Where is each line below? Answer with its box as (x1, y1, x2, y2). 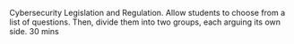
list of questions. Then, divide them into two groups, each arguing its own (9, 17, 281, 27)
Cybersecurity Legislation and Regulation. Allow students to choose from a (9, 8, 286, 18)
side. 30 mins (9, 26, 60, 36)
